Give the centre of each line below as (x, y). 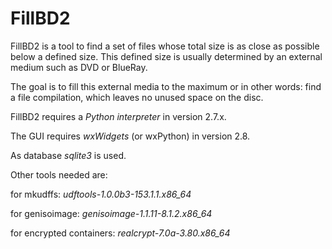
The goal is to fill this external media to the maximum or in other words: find (166, 86)
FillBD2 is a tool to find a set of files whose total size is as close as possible (165, 46)
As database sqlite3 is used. (68, 155)
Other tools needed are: (59, 174)
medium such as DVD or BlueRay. (79, 67)
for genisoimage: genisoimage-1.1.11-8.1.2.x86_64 (111, 213)
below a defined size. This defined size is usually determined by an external (166, 56)
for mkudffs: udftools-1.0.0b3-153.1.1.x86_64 (101, 194)
